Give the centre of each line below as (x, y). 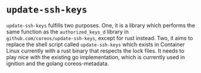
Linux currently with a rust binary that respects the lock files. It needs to (95, 51)
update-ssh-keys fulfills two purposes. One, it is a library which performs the (101, 25)
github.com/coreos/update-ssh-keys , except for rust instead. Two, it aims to (100, 38)
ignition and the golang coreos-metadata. (58, 63)
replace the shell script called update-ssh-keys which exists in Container (96, 44)
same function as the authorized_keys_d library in (68, 32)
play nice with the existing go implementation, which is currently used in (96, 57)
